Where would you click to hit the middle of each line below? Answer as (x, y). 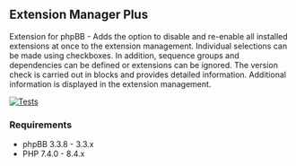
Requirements (41, 125)
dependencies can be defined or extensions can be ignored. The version (144, 65)
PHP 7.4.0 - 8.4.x (53, 154)
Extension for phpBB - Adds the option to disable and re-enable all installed (149, 36)
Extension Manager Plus (79, 15)
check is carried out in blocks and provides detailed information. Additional (148, 74)
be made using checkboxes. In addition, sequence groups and (124, 55)
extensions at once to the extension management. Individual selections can (148, 46)
